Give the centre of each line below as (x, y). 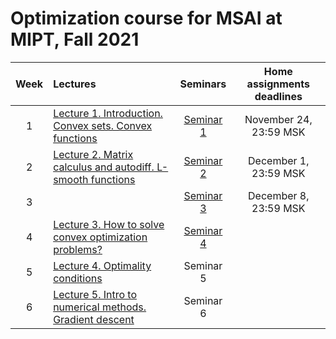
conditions (78, 278)
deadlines (278, 96)
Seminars (203, 84)
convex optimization (100, 237)
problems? (78, 249)
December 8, (279, 195)
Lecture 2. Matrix (93, 154)
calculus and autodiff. (104, 167)
